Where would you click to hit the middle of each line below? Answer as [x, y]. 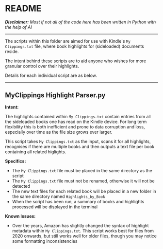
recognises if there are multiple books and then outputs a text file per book [80, 146]
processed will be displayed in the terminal [55, 207]
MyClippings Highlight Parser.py [55, 95]
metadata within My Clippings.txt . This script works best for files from [83, 231]
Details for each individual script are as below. [51, 75]
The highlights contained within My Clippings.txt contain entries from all [78, 116]
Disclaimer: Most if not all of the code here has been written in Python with [81, 22]
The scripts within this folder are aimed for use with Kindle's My [68, 41]
